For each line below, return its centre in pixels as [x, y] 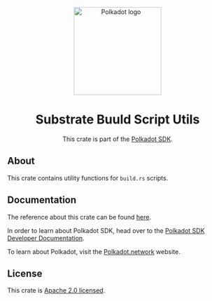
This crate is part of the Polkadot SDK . [118, 139]
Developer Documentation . [46, 238]
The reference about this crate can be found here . [79, 217]
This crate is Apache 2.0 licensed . [56, 290]
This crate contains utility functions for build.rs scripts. [88, 178]
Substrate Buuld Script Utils [118, 120]
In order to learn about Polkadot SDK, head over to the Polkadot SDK [106, 230]
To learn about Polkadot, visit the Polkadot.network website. [94, 251]
